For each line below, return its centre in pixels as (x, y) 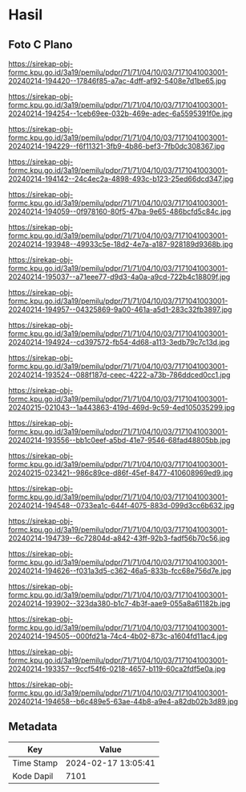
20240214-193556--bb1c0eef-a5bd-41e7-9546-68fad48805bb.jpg (119, 440)
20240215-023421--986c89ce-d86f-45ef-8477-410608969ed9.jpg (121, 473)
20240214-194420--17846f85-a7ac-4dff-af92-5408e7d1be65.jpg (117, 81)
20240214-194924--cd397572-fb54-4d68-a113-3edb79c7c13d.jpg (119, 342)
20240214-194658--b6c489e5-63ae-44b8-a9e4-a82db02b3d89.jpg (123, 702)
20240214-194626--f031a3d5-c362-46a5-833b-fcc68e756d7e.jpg (120, 571)
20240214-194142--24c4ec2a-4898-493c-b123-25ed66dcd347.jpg (121, 179)
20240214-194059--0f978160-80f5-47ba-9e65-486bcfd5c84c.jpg (120, 211)
